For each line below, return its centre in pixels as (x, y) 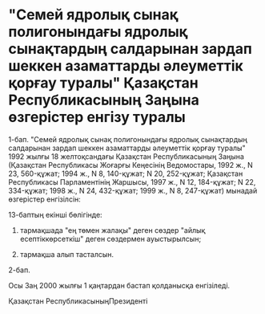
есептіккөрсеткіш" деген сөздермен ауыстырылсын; (110, 239)
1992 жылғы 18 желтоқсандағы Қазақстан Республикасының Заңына (126, 156)
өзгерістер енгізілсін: (45, 199)
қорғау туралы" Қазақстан (103, 83)
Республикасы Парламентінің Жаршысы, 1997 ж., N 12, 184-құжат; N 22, (132, 181)
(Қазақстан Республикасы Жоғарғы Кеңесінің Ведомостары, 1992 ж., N (131, 165)
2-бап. (19, 270)
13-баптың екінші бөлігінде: (55, 214)
